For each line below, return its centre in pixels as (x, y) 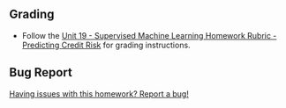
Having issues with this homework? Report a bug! (99, 94)
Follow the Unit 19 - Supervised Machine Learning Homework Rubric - (149, 35)
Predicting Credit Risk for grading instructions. (106, 45)
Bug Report (41, 72)
